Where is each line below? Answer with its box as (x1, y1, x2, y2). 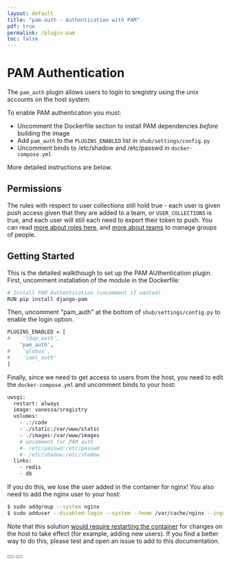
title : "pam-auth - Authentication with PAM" (7, 16, 140, 23)
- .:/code (19, 419, 48, 426)
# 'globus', (7, 348, 51, 355)
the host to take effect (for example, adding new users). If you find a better (7, 529, 219, 538)
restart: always (13, 400, 60, 407)
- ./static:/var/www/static (19, 425, 100, 433)
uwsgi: (7, 393, 26, 401)
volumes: (13, 413, 38, 420)
